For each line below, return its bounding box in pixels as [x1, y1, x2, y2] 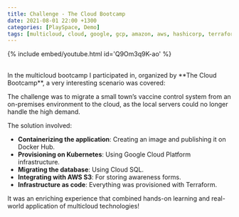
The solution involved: [7, 122, 73, 130]
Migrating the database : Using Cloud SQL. [17, 165, 144, 174]
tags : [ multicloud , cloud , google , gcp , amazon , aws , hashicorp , [7, 30, 206, 38]
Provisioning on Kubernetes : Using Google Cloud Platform [17, 150, 191, 159]
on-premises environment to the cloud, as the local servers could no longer [7, 100, 229, 109]
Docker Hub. [17, 143, 55, 152]
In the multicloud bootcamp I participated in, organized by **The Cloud [7, 71, 217, 80]
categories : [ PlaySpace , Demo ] [7, 23, 100, 31]
